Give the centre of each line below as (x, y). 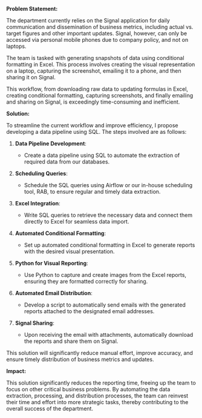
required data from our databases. (67, 162)
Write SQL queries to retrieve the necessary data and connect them (108, 215)
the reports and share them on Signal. (71, 341)
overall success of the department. (50, 409)
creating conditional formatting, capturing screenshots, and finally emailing (100, 95)
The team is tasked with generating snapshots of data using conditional (95, 58)
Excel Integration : (37, 203)
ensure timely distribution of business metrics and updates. (80, 359)
